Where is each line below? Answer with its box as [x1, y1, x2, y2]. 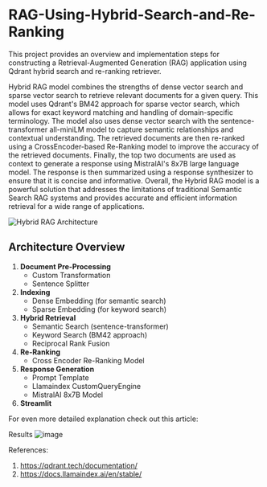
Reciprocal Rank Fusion [31, 338, 110, 348]
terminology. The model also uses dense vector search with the [8, 116, 220, 125]
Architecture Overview [8, 240, 125, 254]
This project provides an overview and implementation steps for [8, 49, 220, 59]
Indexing [19, 287, 51, 297]
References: [8, 444, 48, 455]
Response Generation [19, 364, 95, 374]
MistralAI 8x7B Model [31, 390, 103, 399]
